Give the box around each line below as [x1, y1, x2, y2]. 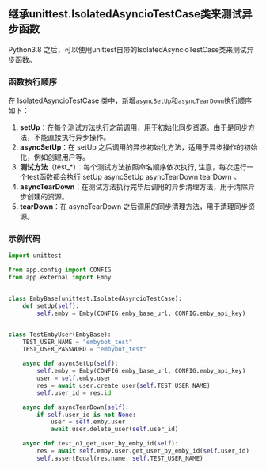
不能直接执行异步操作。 [33, 133, 111, 142]
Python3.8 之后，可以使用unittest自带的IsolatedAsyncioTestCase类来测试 [8, 44, 247, 54]
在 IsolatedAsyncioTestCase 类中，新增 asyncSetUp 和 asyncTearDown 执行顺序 [8, 96, 253, 105]
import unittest [8, 252, 62, 260]
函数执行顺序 [8, 76, 58, 87]
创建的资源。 [26, 192, 69, 202]
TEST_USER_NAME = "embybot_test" [22, 338, 133, 346]
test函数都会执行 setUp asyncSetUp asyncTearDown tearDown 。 [26, 172, 241, 182]
